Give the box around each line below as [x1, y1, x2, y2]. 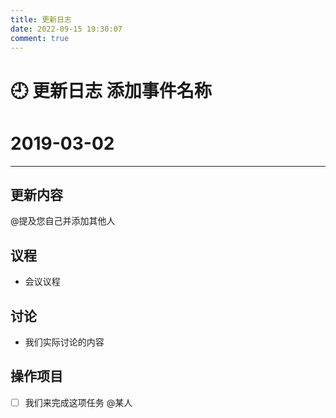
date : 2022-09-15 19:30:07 [10, 24, 123, 34]
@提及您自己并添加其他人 [10, 215, 116, 227]
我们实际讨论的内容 [24, 336, 105, 348]
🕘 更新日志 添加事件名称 [10, 79, 212, 102]
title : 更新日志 [10, 14, 72, 25]
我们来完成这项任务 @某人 [24, 396, 133, 408]
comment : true [10, 33, 70, 43]
